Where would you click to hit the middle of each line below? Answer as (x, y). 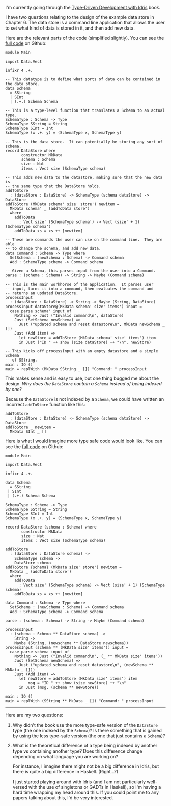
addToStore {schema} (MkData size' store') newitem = (64, 567)
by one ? (14, 389)
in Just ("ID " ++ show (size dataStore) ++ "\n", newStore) (85, 342)
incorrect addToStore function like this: (45, 405)
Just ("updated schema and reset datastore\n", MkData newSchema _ (92, 324)
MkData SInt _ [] (28, 432)
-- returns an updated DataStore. (42, 293)
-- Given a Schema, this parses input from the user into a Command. (81, 271)
